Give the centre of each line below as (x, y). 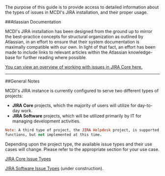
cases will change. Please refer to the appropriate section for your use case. (82, 149)
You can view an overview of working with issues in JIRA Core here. (74, 67)
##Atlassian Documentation (33, 22)
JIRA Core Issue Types (28, 159)
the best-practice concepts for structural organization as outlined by (74, 37)
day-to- (145, 105)
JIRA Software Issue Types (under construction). (55, 168)
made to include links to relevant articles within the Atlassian (66, 52)
